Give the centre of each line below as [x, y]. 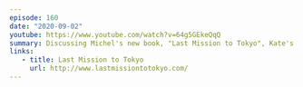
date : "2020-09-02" [46, 26]
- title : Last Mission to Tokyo [83, 60]
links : [22, 52]
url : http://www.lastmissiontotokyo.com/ [109, 69]
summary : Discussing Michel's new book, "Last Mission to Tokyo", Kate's [152, 43]
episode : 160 [34, 18]
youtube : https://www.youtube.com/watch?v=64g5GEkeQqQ [115, 34]
